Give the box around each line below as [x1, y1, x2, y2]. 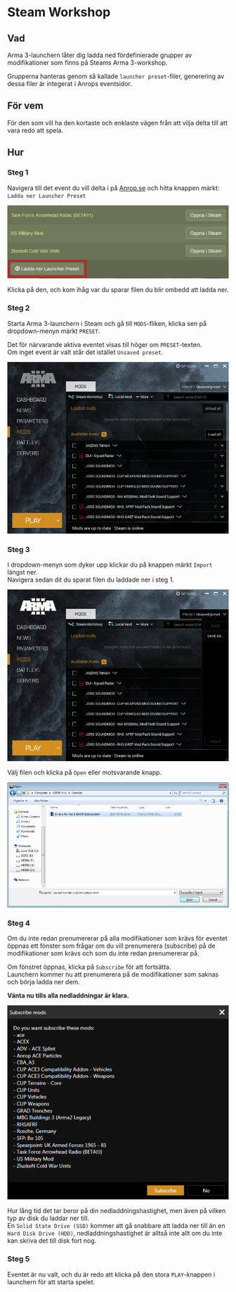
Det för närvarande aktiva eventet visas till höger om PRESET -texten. [7, 340, 202, 349]
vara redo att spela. [7, 126, 64, 134]
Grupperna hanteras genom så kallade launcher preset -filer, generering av [7, 72, 225, 80]
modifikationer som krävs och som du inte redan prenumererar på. [7, 949, 199, 958]
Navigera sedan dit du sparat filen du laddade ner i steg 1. [7, 575, 174, 584]
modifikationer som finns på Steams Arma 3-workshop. [7, 58, 168, 67]
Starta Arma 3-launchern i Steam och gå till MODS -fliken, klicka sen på [7, 319, 207, 327]
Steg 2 [7, 303, 30, 313]
